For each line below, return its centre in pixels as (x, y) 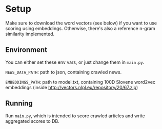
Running (19, 103)
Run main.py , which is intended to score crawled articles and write (75, 116)
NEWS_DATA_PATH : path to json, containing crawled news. (64, 72)
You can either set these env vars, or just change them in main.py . (75, 62)
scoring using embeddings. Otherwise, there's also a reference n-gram (80, 28)
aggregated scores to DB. (33, 121)
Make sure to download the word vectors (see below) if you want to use (81, 23)
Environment (26, 50)
